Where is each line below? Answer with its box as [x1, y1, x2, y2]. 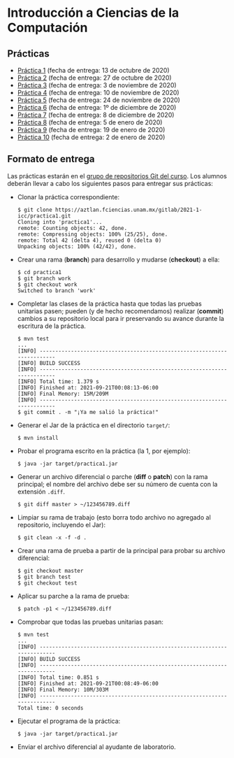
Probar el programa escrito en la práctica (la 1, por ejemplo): [17, 446, 191, 455]
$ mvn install [17, 434, 59, 441]
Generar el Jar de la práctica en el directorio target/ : [17, 421, 170, 429]
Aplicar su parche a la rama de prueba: [17, 592, 130, 600]
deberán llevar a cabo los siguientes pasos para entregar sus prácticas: [7, 179, 213, 187]
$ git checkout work [17, 281, 78, 288]
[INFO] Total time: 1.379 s [17, 378, 99, 385]
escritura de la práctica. [17, 322, 86, 330]
